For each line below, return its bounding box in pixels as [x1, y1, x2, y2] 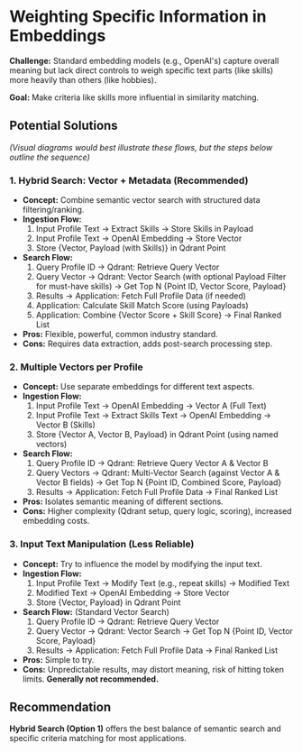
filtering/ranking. [22, 205, 85, 216]
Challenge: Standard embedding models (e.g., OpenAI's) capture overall [9, 55, 279, 66]
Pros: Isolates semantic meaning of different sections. [22, 496, 224, 507]
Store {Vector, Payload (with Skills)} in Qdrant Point [35, 243, 226, 253]
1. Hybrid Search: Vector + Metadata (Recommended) [9, 174, 249, 187]
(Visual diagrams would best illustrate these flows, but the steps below [9, 142, 273, 152]
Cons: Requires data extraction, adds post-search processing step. [22, 338, 273, 349]
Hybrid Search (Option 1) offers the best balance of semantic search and [9, 723, 281, 734]
